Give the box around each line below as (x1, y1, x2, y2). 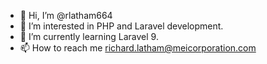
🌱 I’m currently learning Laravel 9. (19, 31, 159, 42)
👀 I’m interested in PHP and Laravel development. (19, 20, 224, 32)
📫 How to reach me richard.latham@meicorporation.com (19, 42, 257, 54)
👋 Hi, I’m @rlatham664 (19, 10, 113, 21)
